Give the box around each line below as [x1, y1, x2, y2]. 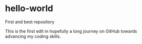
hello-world [5, 3, 54, 14]
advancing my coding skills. [5, 33, 61, 39]
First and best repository [5, 19, 55, 25]
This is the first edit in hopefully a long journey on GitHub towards [5, 28, 138, 34]
